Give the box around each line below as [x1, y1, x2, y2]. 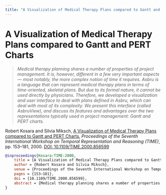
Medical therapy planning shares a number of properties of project [17, 66, 154, 72]
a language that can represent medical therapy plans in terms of [17, 81, 150, 87]
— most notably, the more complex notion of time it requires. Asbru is [17, 76, 159, 82]
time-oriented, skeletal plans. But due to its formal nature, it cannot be [17, 87, 161, 93]
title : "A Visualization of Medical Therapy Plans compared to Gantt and [5, 7, 161, 12]
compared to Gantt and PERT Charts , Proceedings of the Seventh [5, 133, 138, 139]
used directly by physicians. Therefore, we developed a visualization [17, 92, 158, 98]
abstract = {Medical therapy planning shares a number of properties [14, 181, 161, 186]
